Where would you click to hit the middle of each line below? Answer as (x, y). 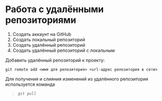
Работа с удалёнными (55, 9)
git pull (27, 93)
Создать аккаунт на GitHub (42, 34)
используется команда (30, 84)
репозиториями (41, 20)
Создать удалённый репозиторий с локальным (64, 50)
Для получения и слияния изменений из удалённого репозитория (77, 79)
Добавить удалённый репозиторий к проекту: (55, 60)
